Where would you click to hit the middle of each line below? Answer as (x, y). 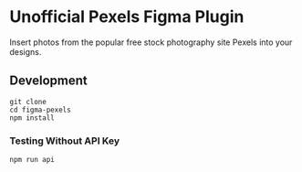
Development (49, 81)
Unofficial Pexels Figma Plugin (127, 17)
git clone (28, 102)
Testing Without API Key (65, 141)
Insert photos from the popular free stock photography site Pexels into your (151, 42)
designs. (26, 51)
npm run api (32, 160)
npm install (32, 118)
